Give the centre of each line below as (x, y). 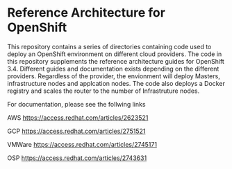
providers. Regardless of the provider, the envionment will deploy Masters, (114, 76)
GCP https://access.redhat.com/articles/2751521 (76, 131)
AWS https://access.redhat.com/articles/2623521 (78, 117)
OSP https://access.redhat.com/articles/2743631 (77, 158)
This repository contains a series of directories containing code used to (109, 46)
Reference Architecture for (86, 13)
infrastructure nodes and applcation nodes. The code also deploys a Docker (116, 83)
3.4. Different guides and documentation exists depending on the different (113, 69)
